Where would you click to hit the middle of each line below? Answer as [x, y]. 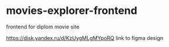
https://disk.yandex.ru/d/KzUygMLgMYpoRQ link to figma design [85, 38]
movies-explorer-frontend [72, 11]
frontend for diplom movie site [43, 27]
